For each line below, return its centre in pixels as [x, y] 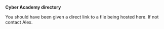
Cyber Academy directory [33, 7]
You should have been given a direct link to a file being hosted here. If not [82, 17]
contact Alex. [19, 22]
